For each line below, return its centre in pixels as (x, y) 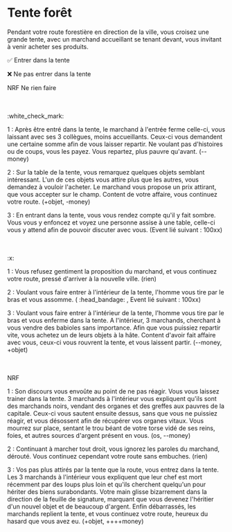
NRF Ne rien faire (32, 87)
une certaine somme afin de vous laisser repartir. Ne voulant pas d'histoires (115, 144)
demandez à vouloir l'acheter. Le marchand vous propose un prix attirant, (112, 187)
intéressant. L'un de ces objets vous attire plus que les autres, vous (103, 179)
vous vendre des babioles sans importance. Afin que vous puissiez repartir (114, 328)
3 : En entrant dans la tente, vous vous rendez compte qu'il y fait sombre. (111, 215)
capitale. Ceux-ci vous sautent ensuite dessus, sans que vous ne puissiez (113, 413)
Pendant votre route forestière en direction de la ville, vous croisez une (108, 32)
